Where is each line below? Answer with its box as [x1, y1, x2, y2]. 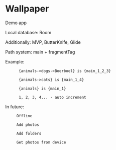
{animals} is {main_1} [18, 86, 66, 91]
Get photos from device [16, 139, 66, 145]
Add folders [16, 131, 42, 136]
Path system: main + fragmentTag [5, 49, 75, 55]
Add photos [16, 122, 39, 127]
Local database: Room [5, 29, 52, 35]
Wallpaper [5, 3, 49, 15]
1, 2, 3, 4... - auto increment [18, 95, 86, 100]
